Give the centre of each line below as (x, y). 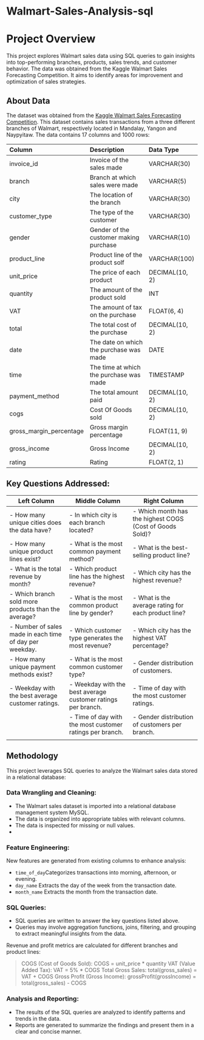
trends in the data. (38, 1018)
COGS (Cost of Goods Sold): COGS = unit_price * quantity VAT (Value (108, 963)
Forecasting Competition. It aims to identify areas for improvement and (95, 75)
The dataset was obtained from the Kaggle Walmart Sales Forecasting (94, 115)
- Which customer (95, 630)
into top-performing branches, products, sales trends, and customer (92, 63)
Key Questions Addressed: (58, 484)
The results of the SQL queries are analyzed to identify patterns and (100, 1012)
